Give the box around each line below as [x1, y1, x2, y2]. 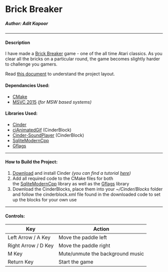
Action [93, 225, 109, 232]
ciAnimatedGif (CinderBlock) [12, 127, 71, 133]
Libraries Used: [5, 110, 38, 116]
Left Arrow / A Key [7, 234, 51, 241]
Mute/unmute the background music [58, 250, 144, 257]
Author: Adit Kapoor [5, 20, 48, 26]
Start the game [58, 258, 93, 265]
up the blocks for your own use [12, 196, 77, 202]
